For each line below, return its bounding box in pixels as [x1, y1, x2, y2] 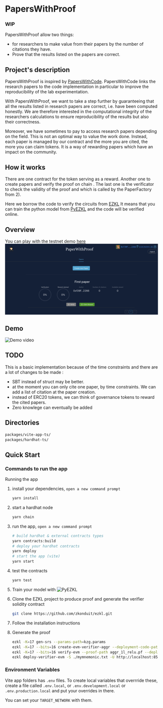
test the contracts [12, 568, 48, 574]
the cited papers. [12, 399, 47, 405]
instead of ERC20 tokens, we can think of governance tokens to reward [12, 394, 155, 400]
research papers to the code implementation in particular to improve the [5, 84, 149, 89]
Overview [5, 225, 35, 234]
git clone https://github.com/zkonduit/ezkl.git [12, 611, 113, 616]
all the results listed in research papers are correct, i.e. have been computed [5, 104, 158, 109]
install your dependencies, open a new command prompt [12, 486, 121, 492]
